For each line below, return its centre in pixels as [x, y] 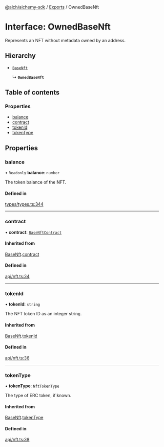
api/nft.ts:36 [17, 358]
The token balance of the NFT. [36, 182]
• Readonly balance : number [32, 173]
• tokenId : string [22, 304]
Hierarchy [20, 56]
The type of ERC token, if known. [38, 396]
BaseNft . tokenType [24, 418]
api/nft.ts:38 [17, 440]
